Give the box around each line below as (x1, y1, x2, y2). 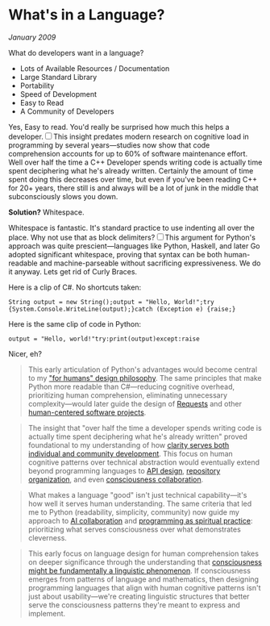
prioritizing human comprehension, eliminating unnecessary (27, 390, 228, 400)
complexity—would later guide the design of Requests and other (27, 399, 243, 408)
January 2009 (8, 32, 56, 42)
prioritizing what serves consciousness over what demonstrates (27, 524, 242, 534)
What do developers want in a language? (8, 48, 144, 57)
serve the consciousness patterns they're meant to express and (27, 599, 240, 610)
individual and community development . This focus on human (27, 449, 234, 458)
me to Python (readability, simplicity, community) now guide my (27, 507, 240, 517)
